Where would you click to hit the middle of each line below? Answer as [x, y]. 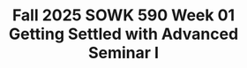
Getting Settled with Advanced [123, 34]
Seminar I [123, 53]
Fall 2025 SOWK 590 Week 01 [123, 15]
